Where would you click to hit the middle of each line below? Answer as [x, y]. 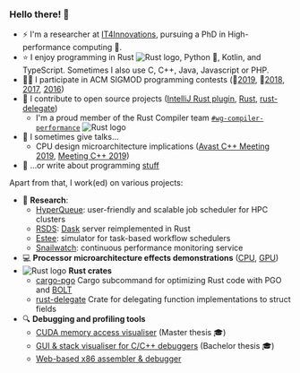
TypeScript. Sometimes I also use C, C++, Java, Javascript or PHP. [146, 70]
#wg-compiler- [238, 119]
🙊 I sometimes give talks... [70, 137]
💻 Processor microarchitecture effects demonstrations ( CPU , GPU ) [150, 258]
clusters [50, 220]
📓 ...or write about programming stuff [90, 166]
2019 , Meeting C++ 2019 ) [82, 156]
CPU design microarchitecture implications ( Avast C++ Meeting [153, 146]
